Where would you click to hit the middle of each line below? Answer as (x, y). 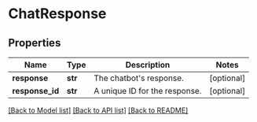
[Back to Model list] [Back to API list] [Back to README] (98, 110)
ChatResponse (57, 14)
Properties (35, 43)
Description (148, 65)
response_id (36, 91)
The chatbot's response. (139, 78)
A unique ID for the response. (148, 91)
